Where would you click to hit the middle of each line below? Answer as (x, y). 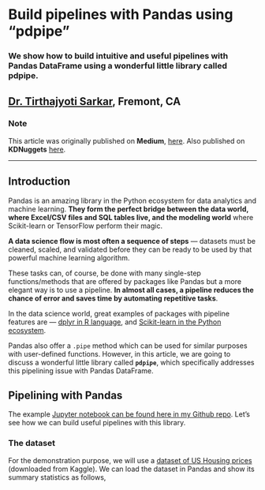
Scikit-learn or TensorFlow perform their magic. (86, 226)
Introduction (39, 182)
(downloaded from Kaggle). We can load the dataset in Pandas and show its (131, 469)
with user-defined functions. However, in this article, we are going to (119, 353)
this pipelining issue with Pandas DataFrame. (81, 370)
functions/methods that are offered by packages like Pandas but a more (125, 281)
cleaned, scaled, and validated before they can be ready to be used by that (130, 249)
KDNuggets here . (37, 149)
